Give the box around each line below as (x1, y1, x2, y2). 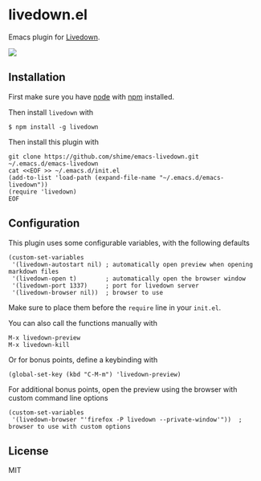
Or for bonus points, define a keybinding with (8, 355, 158, 365)
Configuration (8, 217, 80, 230)
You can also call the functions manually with (8, 318, 158, 328)
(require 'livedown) (8, 187, 78, 196)
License (8, 444, 49, 458)
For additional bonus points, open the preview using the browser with (8, 384, 238, 394)
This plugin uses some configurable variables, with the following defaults (8, 238, 251, 247)
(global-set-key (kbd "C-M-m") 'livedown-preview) (8, 370, 181, 378)
